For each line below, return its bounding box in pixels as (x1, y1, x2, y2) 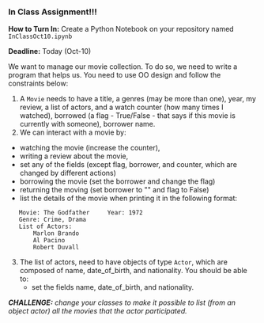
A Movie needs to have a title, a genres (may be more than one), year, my (19, 94, 257, 104)
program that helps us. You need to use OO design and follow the (8, 70, 221, 80)
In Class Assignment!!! (8, 6, 97, 17)
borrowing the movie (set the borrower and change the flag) (19, 177, 216, 186)
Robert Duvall (32, 244, 80, 252)
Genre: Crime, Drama (18, 216, 87, 224)
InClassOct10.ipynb (8, 32, 73, 41)
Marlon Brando (32, 230, 80, 237)
